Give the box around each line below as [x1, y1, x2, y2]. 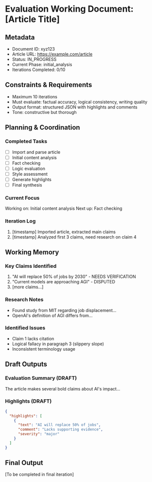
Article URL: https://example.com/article [12, 51, 93, 57]
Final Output [5, 459, 43, 467]
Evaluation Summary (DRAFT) [5, 375, 77, 382]
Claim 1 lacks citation [12, 335, 54, 341]
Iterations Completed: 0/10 [12, 67, 66, 73]
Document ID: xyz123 [12, 46, 55, 52]
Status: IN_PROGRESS [12, 56, 57, 62]
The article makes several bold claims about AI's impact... [5, 386, 120, 391]
